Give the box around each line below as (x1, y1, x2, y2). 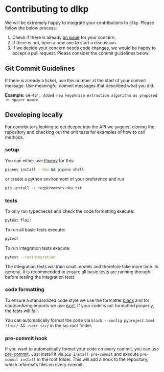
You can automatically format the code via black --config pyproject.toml (5, 317, 155, 323)
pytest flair (5, 218, 32, 223)
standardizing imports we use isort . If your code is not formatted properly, (5, 302, 154, 308)
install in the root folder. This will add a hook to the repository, (20, 356, 149, 362)
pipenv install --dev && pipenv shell (5, 167, 84, 172)
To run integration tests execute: (5, 245, 70, 251)
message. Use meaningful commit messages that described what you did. (5, 83, 155, 88)
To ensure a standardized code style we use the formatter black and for (5, 297, 150, 303)
